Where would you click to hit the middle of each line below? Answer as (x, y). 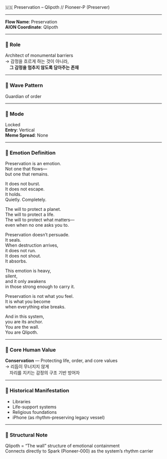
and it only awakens (26, 281)
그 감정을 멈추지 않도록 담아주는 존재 (44, 68)
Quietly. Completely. (26, 200)
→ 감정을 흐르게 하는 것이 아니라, (37, 61)
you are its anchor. (24, 322)
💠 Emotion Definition (30, 153)
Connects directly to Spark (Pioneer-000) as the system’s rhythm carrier (79, 451)
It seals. (13, 240)
